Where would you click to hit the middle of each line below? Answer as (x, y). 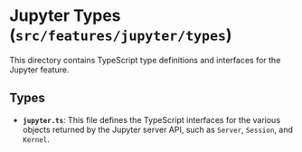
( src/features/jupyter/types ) (121, 35)
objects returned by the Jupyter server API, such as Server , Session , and (158, 129)
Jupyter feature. (39, 70)
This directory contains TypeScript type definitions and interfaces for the (145, 60)
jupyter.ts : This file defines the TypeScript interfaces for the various (151, 119)
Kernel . (36, 139)
